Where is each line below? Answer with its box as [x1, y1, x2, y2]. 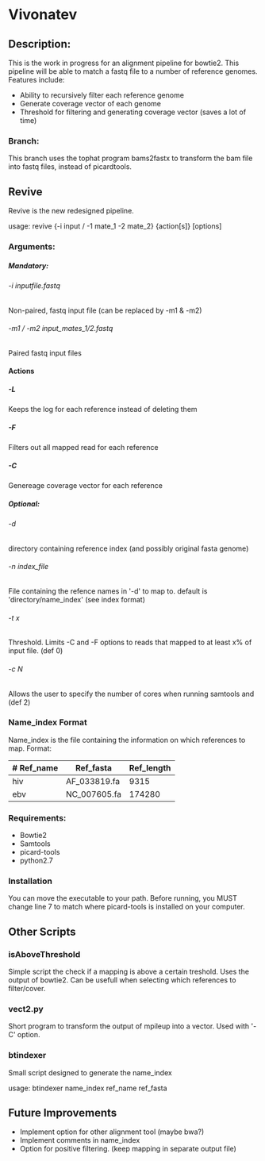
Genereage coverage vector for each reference [8, 481, 163, 490]
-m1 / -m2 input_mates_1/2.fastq [8, 324, 113, 333]
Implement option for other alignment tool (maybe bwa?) [19, 1127, 205, 1136]
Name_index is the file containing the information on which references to [8, 735, 246, 744]
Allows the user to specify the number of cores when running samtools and [8, 689, 255, 698]
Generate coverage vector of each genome [19, 99, 161, 108]
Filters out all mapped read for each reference [8, 443, 159, 452]
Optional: [8, 498, 40, 509]
